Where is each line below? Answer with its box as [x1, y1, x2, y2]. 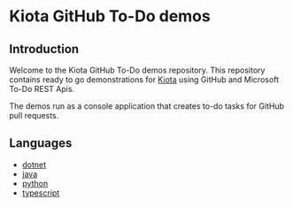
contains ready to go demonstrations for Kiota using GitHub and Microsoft [9, 74, 280, 85]
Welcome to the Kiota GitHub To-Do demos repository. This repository [9, 65, 266, 75]
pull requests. [9, 111, 59, 120]
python [21, 178, 49, 188]
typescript [21, 188, 60, 198]
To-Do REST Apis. [9, 84, 75, 94]
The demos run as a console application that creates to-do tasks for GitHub [9, 101, 285, 111]
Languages [9, 135, 73, 151]
